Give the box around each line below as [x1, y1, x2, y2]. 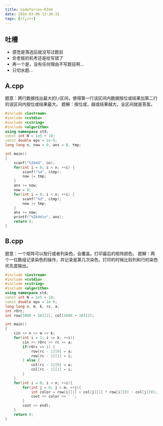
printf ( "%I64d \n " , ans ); [14, 215, 64, 220]
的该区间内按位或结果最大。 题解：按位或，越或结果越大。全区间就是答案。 [5, 102, 155, 107]
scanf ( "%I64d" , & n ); [14, 160, 55, 165]
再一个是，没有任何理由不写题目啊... [12, 61, 84, 67]
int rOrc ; [5, 308, 25, 313]
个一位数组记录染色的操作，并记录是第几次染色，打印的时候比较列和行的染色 [5, 256, 158, 262]
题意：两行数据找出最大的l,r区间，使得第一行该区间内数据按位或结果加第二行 [5, 95, 158, 101]
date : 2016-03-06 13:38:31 [5, 12, 60, 17]
